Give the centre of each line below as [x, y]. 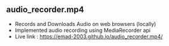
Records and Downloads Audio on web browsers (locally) [85, 24]
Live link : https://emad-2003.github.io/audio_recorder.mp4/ [89, 36]
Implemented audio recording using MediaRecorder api [83, 30]
